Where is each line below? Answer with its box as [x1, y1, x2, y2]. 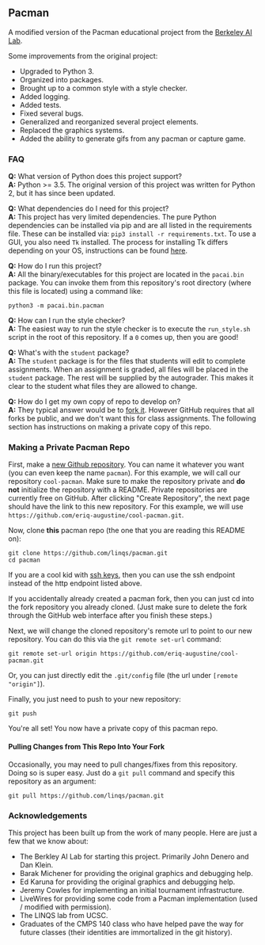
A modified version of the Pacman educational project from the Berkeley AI [8, 27, 253, 36]
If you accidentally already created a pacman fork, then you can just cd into [8, 594, 255, 604]
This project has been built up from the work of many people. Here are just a [8, 828, 258, 837]
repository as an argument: [8, 776, 97, 786]
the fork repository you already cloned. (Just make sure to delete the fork [8, 602, 248, 612]
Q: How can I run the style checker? [8, 316, 126, 326]
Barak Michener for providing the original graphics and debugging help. [19, 868, 253, 878]
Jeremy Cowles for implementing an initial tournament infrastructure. [19, 885, 245, 894]
